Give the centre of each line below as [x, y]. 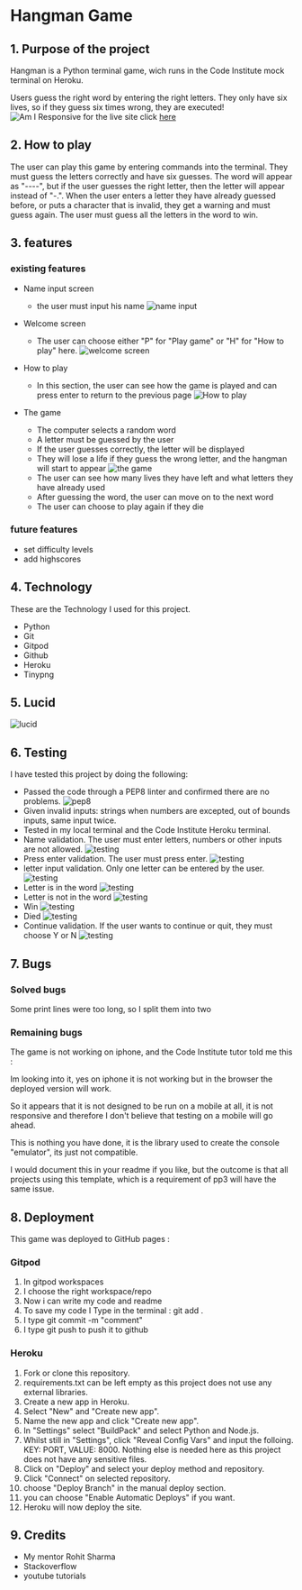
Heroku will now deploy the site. [83, 1507]
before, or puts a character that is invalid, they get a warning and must [140, 205]
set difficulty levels [58, 549]
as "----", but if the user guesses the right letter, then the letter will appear [148, 186]
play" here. [57, 350]
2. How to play [51, 145]
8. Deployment [52, 1217]
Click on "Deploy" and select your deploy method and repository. [143, 1468]
